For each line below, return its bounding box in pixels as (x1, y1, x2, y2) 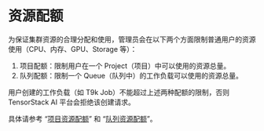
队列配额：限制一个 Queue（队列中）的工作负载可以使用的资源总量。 (19, 71, 244, 80)
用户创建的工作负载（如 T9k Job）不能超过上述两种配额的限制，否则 (8, 87, 230, 96)
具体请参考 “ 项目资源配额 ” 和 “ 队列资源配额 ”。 (8, 114, 157, 123)
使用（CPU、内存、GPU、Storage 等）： (8, 44, 137, 53)
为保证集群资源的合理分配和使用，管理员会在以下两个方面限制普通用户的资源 (8, 35, 256, 44)
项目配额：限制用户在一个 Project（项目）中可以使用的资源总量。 (19, 60, 231, 71)
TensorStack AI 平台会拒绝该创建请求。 (8, 97, 135, 107)
